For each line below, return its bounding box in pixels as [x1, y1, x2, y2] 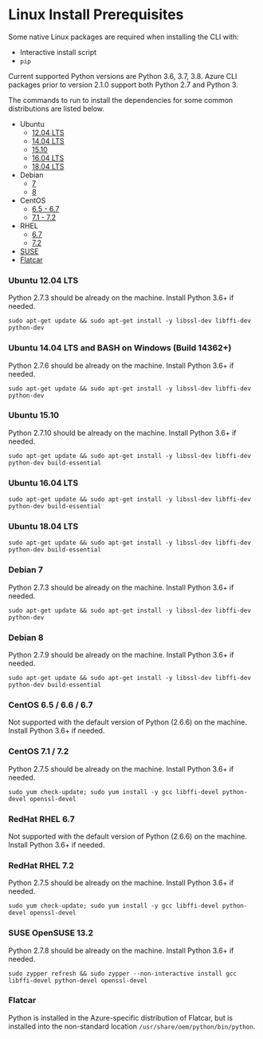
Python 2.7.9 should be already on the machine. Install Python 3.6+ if [8, 650, 234, 660]
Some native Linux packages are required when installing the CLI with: [8, 32, 239, 41]
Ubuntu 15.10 [8, 409, 60, 421]
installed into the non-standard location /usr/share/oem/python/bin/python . [8, 1021, 256, 1031]
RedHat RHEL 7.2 [8, 859, 74, 871]
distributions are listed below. [8, 104, 105, 113]
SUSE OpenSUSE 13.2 [8, 927, 94, 938]
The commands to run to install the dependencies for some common [8, 95, 234, 105]
